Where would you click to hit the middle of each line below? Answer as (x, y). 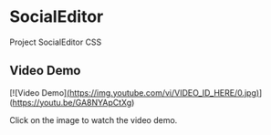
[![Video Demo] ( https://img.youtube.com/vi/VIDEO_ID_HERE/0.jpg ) (135, 92)
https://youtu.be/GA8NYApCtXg (72, 102)
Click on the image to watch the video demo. (94, 119)
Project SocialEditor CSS (56, 42)
